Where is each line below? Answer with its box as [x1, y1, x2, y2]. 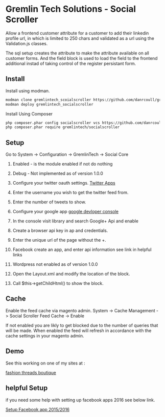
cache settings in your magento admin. [5, 333, 85, 338]
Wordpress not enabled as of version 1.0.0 [12, 261, 98, 267]
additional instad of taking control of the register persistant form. [5, 60, 136, 66]
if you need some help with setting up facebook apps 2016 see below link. [5, 397, 155, 403]
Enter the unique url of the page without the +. [12, 237, 107, 243]
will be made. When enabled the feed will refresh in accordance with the [5, 328, 152, 334]
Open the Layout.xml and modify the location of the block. [12, 271, 130, 277]
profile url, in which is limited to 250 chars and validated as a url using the [5, 35, 155, 41]
